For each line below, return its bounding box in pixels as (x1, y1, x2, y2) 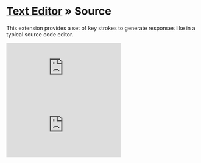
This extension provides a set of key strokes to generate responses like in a (6, 24, 196, 32)
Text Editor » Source (6, 4, 111, 18)
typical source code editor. (6, 30, 74, 38)
